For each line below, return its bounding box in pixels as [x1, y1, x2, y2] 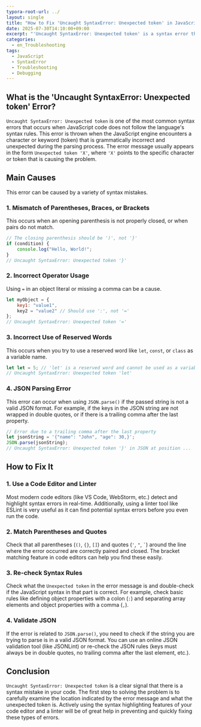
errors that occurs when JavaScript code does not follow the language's [6, 124, 184, 131]
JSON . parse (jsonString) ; [6, 440, 68, 446]
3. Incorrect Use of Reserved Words [6, 333, 112, 342]
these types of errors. [6, 714, 60, 721]
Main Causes [6, 173, 56, 183]
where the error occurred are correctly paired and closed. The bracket [6, 547, 180, 555]
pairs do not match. [6, 224, 54, 231]
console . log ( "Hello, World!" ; [17, 246, 93, 252]
